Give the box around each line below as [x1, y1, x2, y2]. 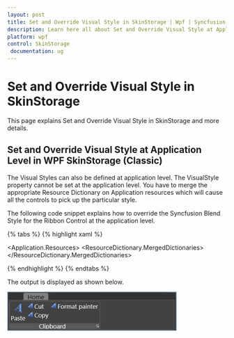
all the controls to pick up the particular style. [7, 195, 137, 204]
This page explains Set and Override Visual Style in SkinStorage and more [7, 116, 219, 124]
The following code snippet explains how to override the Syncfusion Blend [7, 209, 221, 217]
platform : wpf [7, 33, 49, 40]
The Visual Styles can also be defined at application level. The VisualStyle [7, 173, 219, 182]
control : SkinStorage [7, 40, 70, 48]
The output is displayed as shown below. [7, 277, 124, 286]
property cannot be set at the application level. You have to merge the [7, 181, 208, 189]
